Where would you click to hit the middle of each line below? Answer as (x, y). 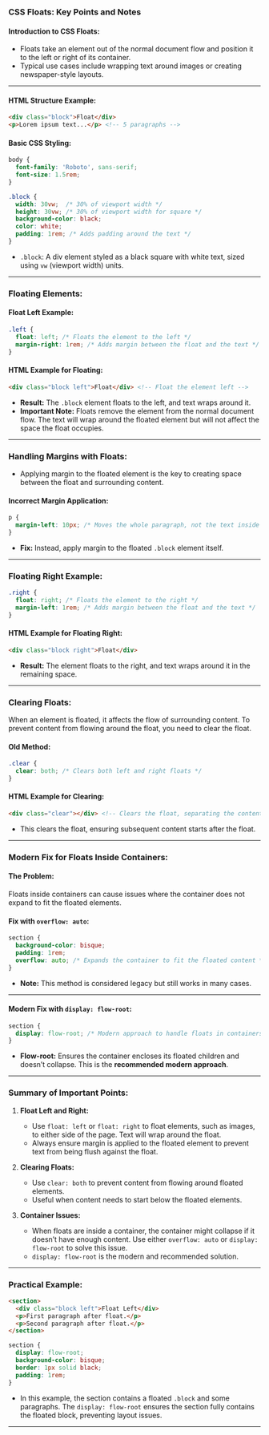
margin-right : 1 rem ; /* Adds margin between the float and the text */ (138, 344)
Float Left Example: (41, 313)
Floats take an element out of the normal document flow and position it (137, 49)
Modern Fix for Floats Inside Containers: (88, 857)
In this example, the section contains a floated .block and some (124, 1398)
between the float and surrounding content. (92, 482)
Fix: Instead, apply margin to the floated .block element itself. (122, 548)
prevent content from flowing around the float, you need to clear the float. (130, 728)
